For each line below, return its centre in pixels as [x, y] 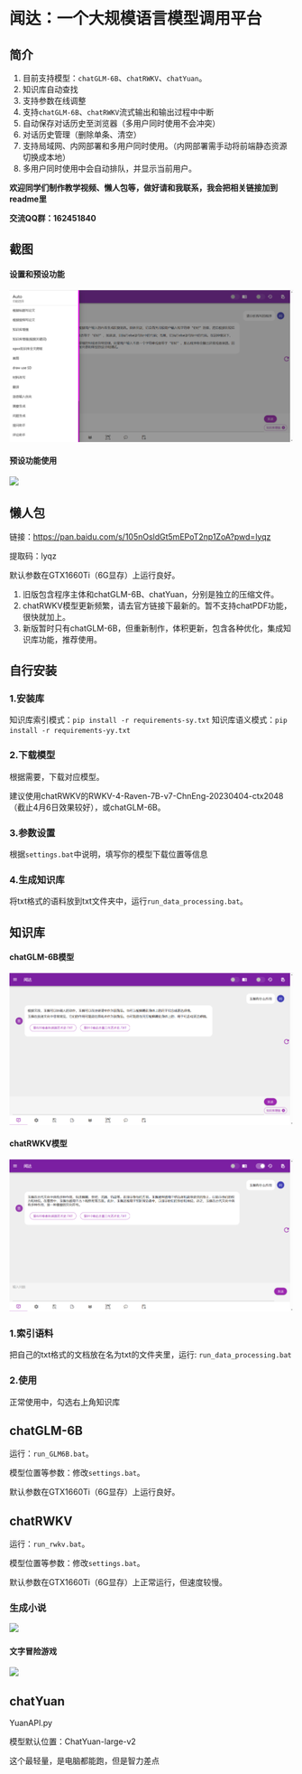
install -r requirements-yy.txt [70, 731]
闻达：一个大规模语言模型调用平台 [136, 19]
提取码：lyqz [33, 556]
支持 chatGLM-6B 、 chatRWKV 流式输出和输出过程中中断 [118, 112]
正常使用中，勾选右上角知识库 [64, 1402]
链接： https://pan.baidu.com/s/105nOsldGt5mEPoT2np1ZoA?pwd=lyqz [140, 536]
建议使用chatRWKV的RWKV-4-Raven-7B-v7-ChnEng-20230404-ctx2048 [146, 795]
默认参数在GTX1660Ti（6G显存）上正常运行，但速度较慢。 [119, 1582]
